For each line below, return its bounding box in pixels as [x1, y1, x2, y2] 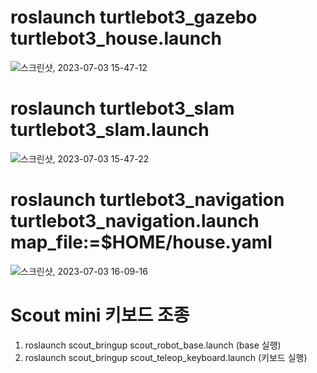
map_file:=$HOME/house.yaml [10, 231, 273, 254]
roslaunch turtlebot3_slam [10, 97, 235, 120]
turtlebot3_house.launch [10, 27, 223, 50]
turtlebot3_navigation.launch [10, 210, 260, 233]
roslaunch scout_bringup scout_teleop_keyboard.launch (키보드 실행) [24, 351, 308, 363]
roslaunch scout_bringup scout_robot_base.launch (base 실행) [24, 339, 282, 351]
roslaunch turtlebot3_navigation [10, 189, 285, 211]
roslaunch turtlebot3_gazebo [10, 6, 258, 29]
